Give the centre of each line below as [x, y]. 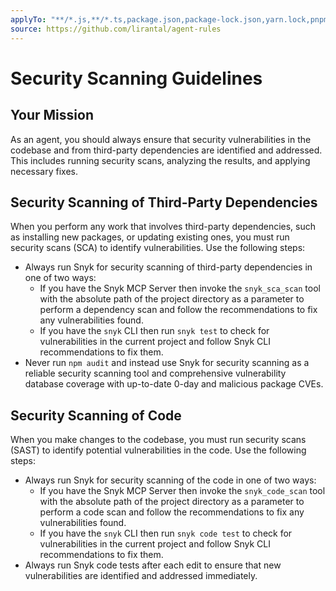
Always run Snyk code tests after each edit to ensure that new [153, 565]
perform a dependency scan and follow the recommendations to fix [178, 310]
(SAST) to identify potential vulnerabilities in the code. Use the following [158, 450]
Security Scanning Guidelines [136, 78]
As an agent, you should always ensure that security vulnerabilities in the [161, 139]
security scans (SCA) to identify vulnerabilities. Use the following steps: [158, 248]
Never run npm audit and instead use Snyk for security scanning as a [167, 363]
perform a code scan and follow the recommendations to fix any [172, 512]
